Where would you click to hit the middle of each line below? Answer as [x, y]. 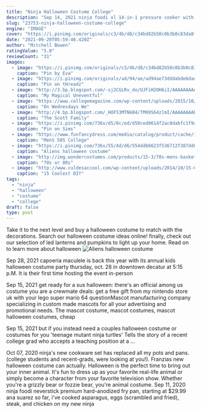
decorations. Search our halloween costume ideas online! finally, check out [99, 236]
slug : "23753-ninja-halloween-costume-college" [67, 23]
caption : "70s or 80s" [45, 163]
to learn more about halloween [44, 249]
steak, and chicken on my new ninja [50, 404]
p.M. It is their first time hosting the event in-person [70, 273]
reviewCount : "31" [29, 56]
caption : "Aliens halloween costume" [64, 151]
